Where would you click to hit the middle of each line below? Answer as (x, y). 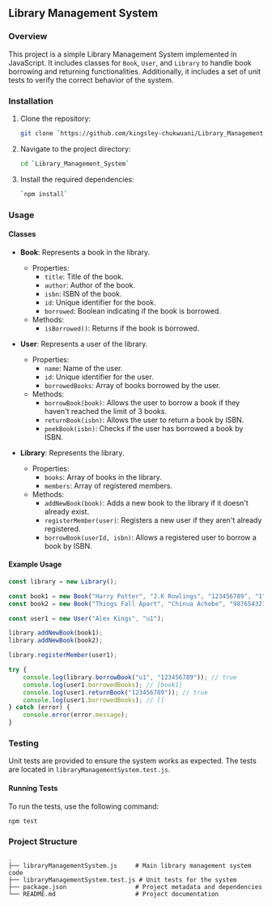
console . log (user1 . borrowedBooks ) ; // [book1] (103, 685)
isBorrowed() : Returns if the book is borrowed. (122, 328)
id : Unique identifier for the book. (100, 302)
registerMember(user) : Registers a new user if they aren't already (153, 520)
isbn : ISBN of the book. (83, 293)
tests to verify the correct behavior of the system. (91, 79)
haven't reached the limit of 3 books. (106, 411)
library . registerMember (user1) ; (63, 656)
